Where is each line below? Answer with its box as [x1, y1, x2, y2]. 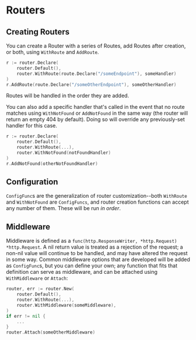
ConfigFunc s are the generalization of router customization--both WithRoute [6, 193, 187, 200]
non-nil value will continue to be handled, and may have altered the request [6, 250, 188, 257]
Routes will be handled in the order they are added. [6, 92, 129, 99]
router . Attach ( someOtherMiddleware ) [6, 329, 95, 335]
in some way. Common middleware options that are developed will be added [6, 256, 190, 263]
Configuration [6, 177, 59, 187]
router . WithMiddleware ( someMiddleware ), [16, 302, 116, 308]
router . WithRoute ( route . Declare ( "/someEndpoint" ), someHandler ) [16, 71, 177, 77]
